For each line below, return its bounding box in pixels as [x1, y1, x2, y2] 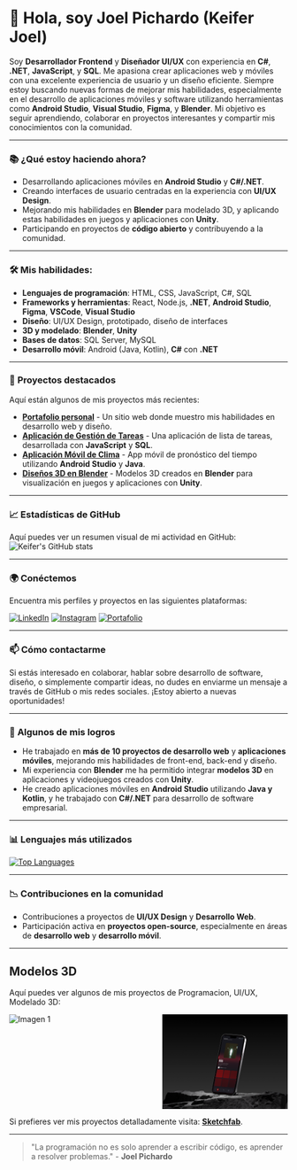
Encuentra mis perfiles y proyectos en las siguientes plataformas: [9, 595, 247, 606]
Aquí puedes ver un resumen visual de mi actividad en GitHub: [9, 531, 237, 543]
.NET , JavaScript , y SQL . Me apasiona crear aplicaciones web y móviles [9, 66, 274, 76]
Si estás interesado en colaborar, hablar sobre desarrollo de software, [9, 667, 263, 678]
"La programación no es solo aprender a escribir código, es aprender [30, 1142, 284, 1152]
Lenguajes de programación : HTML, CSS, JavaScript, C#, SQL [21, 287, 252, 298]
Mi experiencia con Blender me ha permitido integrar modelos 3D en [21, 765, 274, 776]
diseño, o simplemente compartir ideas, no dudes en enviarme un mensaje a [9, 677, 288, 687]
